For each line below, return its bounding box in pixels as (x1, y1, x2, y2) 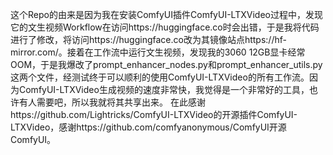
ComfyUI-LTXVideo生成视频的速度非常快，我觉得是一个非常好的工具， (18, 84, 310, 95)
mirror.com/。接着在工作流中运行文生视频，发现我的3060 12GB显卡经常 (10, 46, 306, 58)
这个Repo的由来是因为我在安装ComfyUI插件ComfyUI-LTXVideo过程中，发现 (10, 9, 323, 20)
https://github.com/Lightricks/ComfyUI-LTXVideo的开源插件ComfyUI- (10, 109, 298, 120)
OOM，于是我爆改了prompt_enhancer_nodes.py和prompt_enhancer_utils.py (10, 59, 323, 70)
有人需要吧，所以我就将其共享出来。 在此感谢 (18, 96, 206, 108)
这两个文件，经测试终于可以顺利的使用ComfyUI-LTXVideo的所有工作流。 (10, 71, 310, 83)
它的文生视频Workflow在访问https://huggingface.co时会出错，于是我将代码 (10, 21, 320, 33)
